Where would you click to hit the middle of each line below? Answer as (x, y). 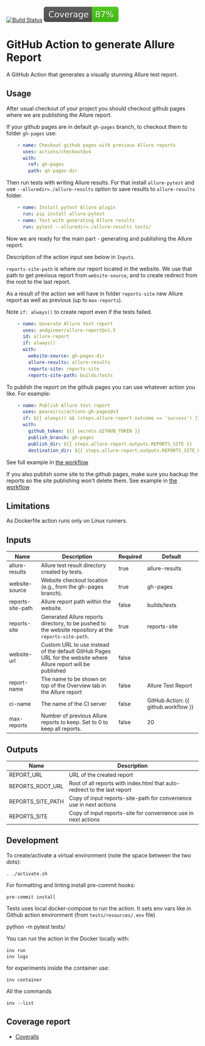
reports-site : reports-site (64, 369)
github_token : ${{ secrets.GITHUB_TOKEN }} (84, 431)
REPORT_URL (26, 775)
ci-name (20, 703)
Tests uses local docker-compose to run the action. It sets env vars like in (99, 908)
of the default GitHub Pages (76, 651)
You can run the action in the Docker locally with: (68, 939)
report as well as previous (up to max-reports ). (64, 300)
